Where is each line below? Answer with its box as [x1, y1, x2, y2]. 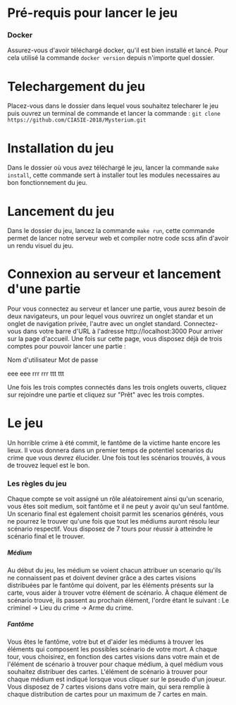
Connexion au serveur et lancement [7, 266, 221, 282]
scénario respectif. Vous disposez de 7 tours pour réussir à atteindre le [7, 524, 213, 534]
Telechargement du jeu [7, 78, 146, 95]
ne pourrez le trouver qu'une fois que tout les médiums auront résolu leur [7, 517, 220, 526]
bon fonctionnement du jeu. [7, 179, 88, 187]
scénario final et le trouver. [7, 532, 85, 541]
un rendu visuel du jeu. [7, 241, 74, 250]
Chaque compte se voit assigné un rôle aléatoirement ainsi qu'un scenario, [7, 495, 224, 503]
